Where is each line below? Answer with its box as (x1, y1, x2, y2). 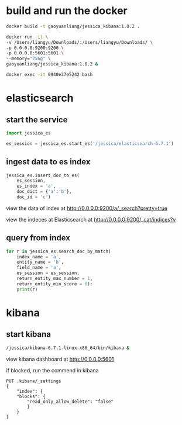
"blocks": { (16, 393, 46, 399)
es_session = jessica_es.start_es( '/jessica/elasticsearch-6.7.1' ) (6, 140, 174, 147)
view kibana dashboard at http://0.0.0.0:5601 (6, 355, 114, 362)
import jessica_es (6, 130, 51, 136)
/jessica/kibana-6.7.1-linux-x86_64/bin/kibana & (6, 345, 130, 351)
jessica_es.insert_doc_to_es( (6, 172, 80, 178)
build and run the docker (6, 4, 128, 18)
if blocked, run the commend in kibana (6, 367, 99, 374)
